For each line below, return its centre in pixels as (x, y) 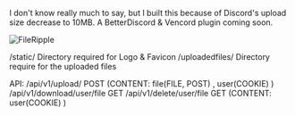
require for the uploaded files (63, 66)
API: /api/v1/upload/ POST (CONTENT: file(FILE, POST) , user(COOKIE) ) (142, 83)
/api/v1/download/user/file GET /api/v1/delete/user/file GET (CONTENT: (141, 93)
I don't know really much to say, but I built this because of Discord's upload (148, 13)
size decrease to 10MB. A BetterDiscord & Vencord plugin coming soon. (141, 22)
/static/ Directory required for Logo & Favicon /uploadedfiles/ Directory (140, 57)
